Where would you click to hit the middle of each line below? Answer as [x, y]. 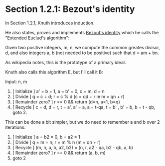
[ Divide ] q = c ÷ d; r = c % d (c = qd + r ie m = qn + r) [68, 96]
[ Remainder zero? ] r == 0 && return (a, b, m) [59, 153]
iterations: [15, 127]
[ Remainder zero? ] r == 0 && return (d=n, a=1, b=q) [66, 102]
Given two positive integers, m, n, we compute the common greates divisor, [83, 47]
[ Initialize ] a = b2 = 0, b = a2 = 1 [46, 137]
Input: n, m [16, 82]
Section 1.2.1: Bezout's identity [70, 9]
